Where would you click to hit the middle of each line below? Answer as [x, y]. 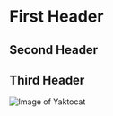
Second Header [54, 50]
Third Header [47, 80]
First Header [56, 17]
